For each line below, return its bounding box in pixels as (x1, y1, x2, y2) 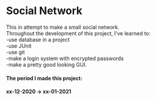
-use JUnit (6, 42, 32, 49)
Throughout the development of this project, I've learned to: (6, 29, 151, 36)
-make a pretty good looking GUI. (6, 61, 87, 68)
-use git (6, 48, 25, 55)
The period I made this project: (6, 75, 83, 82)
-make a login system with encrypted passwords (6, 55, 124, 62)
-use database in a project (6, 36, 70, 43)
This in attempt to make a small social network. (6, 24, 120, 31)
